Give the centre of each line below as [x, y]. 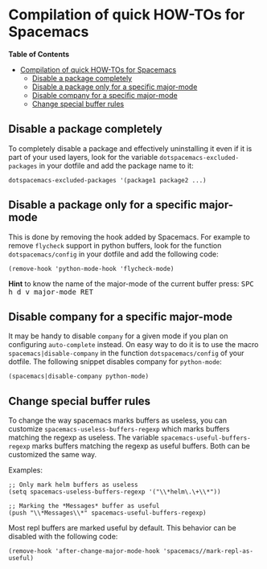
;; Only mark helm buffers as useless [73, 485]
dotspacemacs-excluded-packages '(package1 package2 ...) [107, 180]
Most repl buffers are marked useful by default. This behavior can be [122, 528]
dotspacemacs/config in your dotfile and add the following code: [113, 254]
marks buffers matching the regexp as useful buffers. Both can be [141, 446]
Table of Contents [39, 54]
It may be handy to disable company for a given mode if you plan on [118, 336]
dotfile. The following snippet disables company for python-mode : [115, 362]
